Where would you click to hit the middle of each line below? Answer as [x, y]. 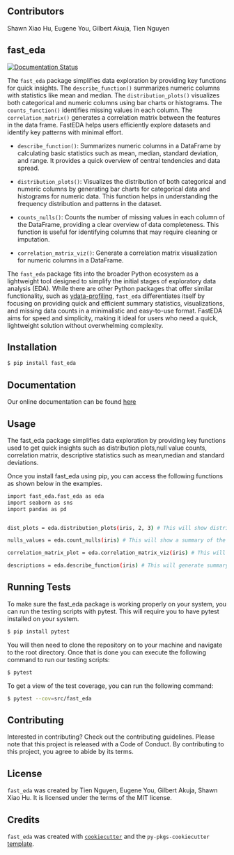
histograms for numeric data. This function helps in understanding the [118, 196]
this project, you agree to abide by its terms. [70, 752]
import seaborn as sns [40, 503]
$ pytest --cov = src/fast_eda [49, 698]
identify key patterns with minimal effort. [65, 132]
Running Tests [39, 587]
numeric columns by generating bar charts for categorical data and [114, 189]
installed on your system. [43, 618]
